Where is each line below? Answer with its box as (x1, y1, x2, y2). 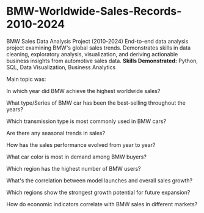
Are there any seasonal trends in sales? (6, 129, 106, 136)
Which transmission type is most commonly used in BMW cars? (6, 118, 167, 125)
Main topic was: (6, 75, 46, 83)
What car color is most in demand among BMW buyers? (6, 153, 147, 160)
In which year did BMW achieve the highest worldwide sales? (6, 87, 161, 94)
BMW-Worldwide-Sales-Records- (6, 4, 182, 18)
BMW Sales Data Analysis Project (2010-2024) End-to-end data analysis (6, 37, 189, 45)
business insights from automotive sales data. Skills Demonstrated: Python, (6, 57, 199, 64)
